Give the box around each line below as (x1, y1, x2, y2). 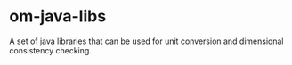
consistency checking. (9, 45, 92, 55)
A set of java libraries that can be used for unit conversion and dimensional (9, 36, 284, 46)
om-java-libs (9, 6, 107, 27)
